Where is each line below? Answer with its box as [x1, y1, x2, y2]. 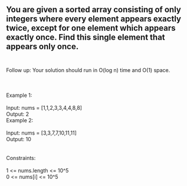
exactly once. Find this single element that [6, 32, 165, 43]
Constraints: [6, 154, 36, 161]
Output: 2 [6, 110, 29, 118]
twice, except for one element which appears [6, 23, 176, 33]
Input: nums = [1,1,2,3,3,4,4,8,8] [6, 104, 83, 111]
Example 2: [6, 116, 34, 123]
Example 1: [6, 92, 32, 99]
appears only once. [6, 41, 79, 52]
